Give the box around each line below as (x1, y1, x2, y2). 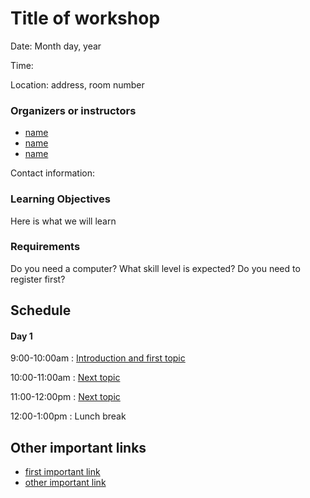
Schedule (10, 302, 72, 319)
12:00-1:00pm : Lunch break (10, 410, 127, 422)
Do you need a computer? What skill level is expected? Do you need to (10, 262, 301, 274)
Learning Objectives (10, 192, 112, 206)
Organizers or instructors (10, 103, 137, 117)
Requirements (10, 240, 81, 254)
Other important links (10, 439, 147, 456)
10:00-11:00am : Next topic (10, 372, 121, 384)
